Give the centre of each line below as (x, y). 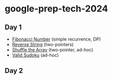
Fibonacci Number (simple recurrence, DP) (56, 39)
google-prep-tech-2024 (56, 9)
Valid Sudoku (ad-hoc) (35, 55)
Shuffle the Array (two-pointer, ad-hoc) (52, 50)
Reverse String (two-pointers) (43, 44)
